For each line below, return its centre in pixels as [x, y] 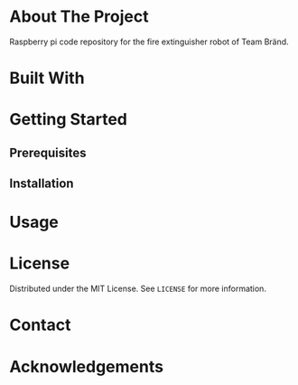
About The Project [79, 17]
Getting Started [69, 120]
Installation [42, 184]
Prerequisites [48, 152]
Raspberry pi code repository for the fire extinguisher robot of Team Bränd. [149, 42]
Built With [47, 78]
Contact [40, 325]
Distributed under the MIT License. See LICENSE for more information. [138, 289]
